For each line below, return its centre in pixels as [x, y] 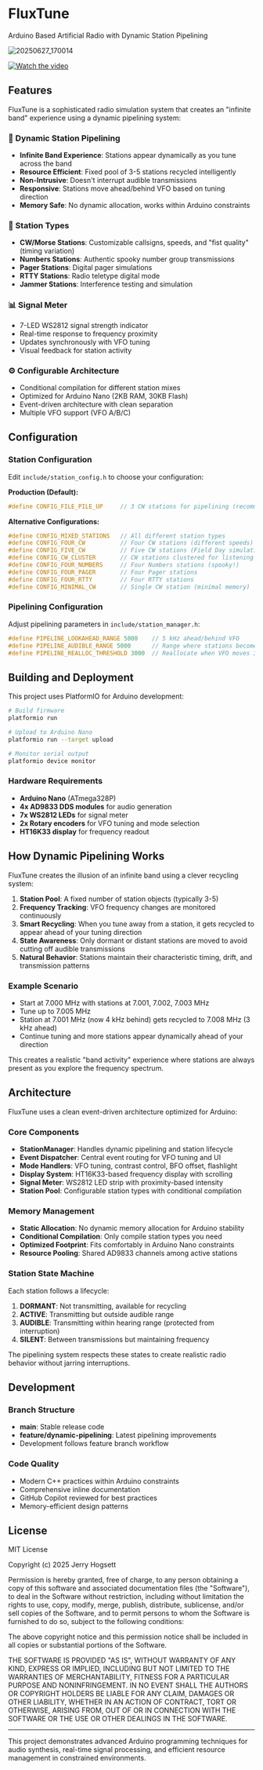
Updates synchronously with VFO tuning [85, 341]
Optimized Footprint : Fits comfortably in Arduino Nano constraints [127, 1245]
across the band [46, 164]
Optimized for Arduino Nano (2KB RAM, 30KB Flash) [104, 396]
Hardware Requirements [56, 781]
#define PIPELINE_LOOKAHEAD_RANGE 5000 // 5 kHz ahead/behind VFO [124, 638]
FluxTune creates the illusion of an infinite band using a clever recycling [123, 875]
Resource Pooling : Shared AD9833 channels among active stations [128, 1254]
